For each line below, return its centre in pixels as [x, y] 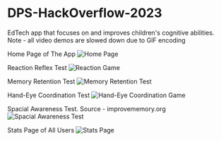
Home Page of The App [42, 54]
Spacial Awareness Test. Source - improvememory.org [86, 108]
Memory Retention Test [41, 81]
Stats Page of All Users [41, 130]
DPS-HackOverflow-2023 [85, 13]
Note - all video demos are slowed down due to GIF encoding [96, 40]
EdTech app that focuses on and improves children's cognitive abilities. [111, 33]
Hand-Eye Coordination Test [49, 95]
